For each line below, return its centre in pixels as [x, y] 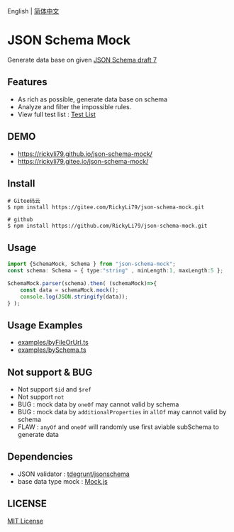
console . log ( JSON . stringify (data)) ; [74, 297]
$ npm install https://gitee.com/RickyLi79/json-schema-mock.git [106, 207]
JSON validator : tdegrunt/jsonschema [73, 474]
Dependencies [40, 457]
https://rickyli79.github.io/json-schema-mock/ [85, 154]
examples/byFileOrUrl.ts [53, 343]
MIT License [26, 521]
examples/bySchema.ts [52, 350]
